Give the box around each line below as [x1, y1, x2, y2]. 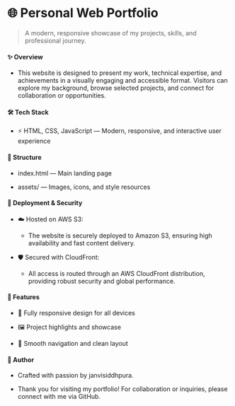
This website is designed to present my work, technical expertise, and [17, 69, 222, 77]
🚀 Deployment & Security [7, 199, 83, 207]
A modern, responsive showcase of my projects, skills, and [24, 28, 197, 37]
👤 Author [7, 355, 34, 364]
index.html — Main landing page [17, 168, 112, 178]
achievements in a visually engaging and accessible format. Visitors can [17, 76, 228, 85]
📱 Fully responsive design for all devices [17, 308, 136, 317]
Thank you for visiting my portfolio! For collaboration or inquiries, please [17, 385, 228, 393]
